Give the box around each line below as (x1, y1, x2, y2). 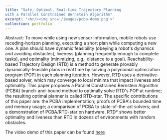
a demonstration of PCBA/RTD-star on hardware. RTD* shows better (5, 109, 146, 115)
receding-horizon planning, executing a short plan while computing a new (5, 40, 157, 46)
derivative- (136, 72, 160, 78)
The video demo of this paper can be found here (5, 129, 105, 135)
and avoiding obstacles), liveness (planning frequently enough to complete (5, 51, 159, 57)
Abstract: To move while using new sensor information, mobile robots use (5, 35, 157, 41)
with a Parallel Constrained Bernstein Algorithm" (5, 12, 113, 17)
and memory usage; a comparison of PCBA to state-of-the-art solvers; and (5, 104, 160, 110)
